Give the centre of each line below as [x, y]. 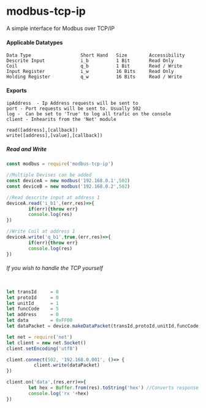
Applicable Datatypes [35, 42]
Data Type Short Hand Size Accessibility [96, 56]
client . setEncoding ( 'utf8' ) [42, 348]
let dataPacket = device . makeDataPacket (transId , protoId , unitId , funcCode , [104, 326]
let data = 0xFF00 [39, 320]
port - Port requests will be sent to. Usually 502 [74, 109]
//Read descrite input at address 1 [53, 198]
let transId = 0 [33, 292]
